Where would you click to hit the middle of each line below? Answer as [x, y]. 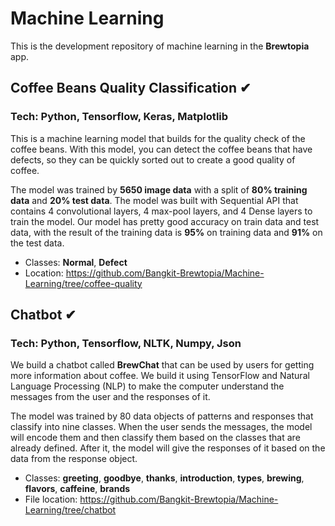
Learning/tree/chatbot [70, 510]
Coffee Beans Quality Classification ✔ [131, 88]
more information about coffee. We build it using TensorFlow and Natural [160, 376]
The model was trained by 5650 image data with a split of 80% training [159, 189]
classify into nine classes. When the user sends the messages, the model [161, 427]
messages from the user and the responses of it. [110, 397]
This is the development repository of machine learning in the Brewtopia [160, 46]
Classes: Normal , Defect [76, 262]
